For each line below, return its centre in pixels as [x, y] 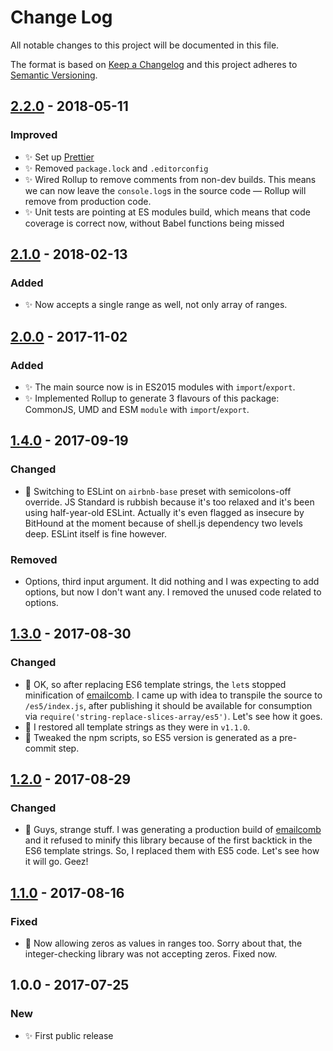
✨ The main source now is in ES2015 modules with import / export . [160, 387]
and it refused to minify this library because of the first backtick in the [168, 840]
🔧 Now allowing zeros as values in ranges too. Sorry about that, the [163, 943]
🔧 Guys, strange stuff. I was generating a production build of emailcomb [173, 830]
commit [40, 748]
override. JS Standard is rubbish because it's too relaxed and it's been [169, 502]
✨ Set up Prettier [59, 157]
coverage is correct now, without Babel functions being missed [154, 223]
